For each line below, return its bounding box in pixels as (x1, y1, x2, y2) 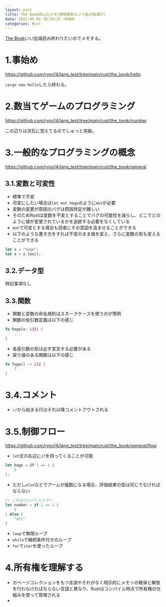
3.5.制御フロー (5, 426, 66, 437)
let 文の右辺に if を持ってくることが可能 (12, 453, 93, 459)
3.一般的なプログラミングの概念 (5, 147, 136, 158)
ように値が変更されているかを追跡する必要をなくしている (12, 218, 130, 224)
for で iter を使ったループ (12, 543, 63, 549)
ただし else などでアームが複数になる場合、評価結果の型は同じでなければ (12, 482, 161, 487)
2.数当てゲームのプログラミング (5, 101, 136, 112)
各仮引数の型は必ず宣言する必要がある (12, 346, 91, 352)
